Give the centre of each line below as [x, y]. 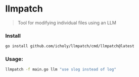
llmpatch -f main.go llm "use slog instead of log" [61, 69]
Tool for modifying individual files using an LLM [67, 23]
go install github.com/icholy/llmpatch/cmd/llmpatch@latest [70, 46]
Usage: [14, 59]
